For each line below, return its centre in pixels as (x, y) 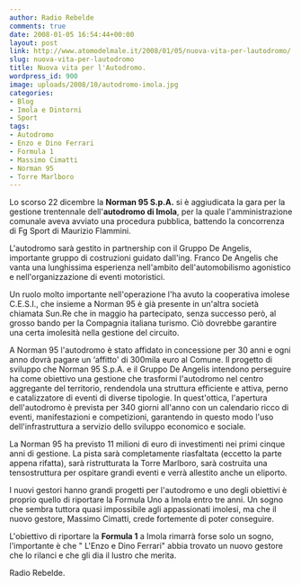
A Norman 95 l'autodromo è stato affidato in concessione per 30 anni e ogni (150, 350)
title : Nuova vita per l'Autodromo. (78, 68)
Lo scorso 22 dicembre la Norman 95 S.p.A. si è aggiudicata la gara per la (147, 202)
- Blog (22, 101)
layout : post (34, 43)
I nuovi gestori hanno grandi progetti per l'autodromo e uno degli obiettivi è (148, 490)
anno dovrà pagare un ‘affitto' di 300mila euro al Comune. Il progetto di (141, 360)
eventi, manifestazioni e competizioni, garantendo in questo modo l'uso (142, 417)
